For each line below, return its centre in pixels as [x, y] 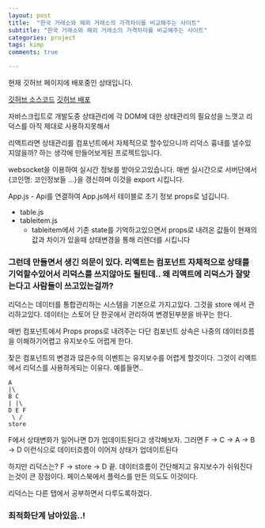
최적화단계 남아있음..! [47, 516]
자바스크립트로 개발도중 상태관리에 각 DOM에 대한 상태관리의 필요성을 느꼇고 [127, 116]
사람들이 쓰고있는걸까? [73, 285]
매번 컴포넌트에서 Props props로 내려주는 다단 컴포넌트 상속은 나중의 [115, 331]
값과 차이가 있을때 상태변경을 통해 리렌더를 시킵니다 [111, 239]
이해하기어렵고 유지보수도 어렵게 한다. [74, 341]
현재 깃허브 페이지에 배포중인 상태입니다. [70, 83]
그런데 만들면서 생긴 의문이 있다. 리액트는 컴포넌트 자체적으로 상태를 [129, 262]
